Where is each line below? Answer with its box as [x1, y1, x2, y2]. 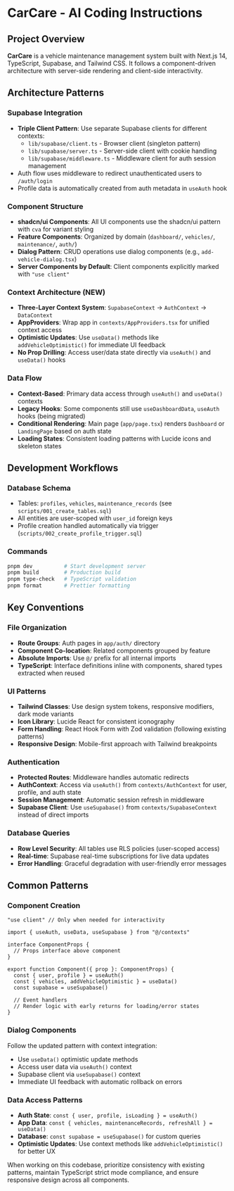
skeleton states [17, 441, 62, 450]
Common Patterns [7, 880, 89, 892]
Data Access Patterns [7, 1095, 83, 1104]
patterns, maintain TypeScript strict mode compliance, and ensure [7, 1168, 199, 1176]
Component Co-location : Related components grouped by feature [17, 646, 211, 655]
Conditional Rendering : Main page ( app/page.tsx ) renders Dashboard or [17, 419, 225, 427]
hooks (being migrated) [17, 412, 86, 420]
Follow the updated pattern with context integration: [7, 1041, 157, 1050]
